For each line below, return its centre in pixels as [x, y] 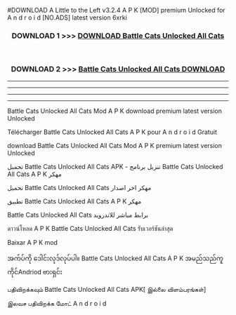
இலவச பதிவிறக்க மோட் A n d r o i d [57, 303]
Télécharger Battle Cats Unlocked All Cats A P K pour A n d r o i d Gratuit [112, 132]
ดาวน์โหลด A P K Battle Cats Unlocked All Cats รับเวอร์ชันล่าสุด [90, 228]
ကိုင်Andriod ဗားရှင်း [35, 272]
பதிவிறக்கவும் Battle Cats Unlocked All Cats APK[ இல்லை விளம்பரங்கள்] [107, 289]
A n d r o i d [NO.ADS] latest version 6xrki [67, 18]
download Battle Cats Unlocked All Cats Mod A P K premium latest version [115, 145]
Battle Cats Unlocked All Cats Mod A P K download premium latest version [115, 111]
